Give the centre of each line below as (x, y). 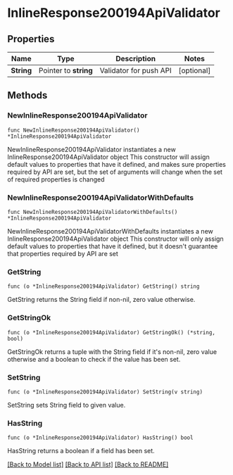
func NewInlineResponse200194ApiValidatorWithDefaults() (93, 212)
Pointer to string (65, 70)
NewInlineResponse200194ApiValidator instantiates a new (92, 149)
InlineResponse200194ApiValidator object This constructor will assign (108, 157)
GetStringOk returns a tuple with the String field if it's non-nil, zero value (112, 351)
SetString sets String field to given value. (67, 405)
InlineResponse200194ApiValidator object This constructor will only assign (115, 239)
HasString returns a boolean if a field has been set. (81, 451)
